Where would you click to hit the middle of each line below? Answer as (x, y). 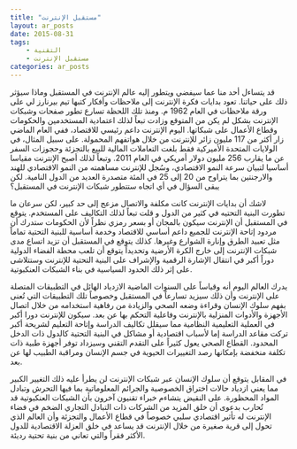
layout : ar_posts (42, 26)
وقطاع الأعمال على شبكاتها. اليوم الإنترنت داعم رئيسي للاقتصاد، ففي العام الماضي (144, 129)
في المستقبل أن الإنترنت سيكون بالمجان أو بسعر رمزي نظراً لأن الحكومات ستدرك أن (149, 221)
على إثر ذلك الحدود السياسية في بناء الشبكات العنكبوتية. (101, 269)
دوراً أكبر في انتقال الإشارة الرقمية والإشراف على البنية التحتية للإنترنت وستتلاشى (142, 259)
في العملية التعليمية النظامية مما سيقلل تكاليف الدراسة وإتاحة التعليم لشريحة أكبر (142, 323)
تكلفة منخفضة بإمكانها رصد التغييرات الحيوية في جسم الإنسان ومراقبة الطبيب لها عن (148, 352)
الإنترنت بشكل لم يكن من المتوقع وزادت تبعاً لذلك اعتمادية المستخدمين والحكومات (144, 120)
